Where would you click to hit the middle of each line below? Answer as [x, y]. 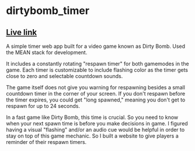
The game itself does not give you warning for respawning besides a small [96, 87]
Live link [21, 32]
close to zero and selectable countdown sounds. [65, 76]
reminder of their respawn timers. [46, 142]
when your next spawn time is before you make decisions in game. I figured [97, 123]
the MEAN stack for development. [47, 52]
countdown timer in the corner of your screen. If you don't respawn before [96, 94]
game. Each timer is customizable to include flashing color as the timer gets [97, 70]
